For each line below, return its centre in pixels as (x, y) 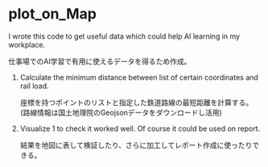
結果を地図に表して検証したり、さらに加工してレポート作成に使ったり (136, 145)
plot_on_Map (52, 14)
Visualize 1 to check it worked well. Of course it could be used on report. (140, 128)
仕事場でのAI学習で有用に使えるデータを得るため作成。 (100, 61)
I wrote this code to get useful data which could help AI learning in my (124, 36)
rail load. (35, 86)
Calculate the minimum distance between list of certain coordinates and (139, 77)
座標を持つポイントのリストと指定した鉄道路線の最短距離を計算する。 (136, 102)
